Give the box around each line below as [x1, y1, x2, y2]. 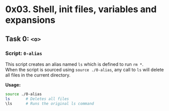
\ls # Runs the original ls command [5, 101, 94, 106]
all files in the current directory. [5, 72, 71, 78]
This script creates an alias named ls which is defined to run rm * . [5, 61, 144, 67]
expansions [5, 14, 56, 26]
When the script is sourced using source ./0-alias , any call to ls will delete [5, 66, 164, 72]
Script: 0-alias [5, 50, 42, 57]
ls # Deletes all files [5, 96, 70, 101]
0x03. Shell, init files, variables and [5, 4, 157, 15]
